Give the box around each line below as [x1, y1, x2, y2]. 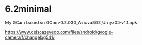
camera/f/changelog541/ [5, 34, 55, 40]
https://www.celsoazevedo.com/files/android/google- [5, 29, 113, 35]
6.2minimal [5, 3, 52, 15]
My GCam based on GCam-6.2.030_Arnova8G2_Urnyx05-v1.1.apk [5, 20, 138, 25]
